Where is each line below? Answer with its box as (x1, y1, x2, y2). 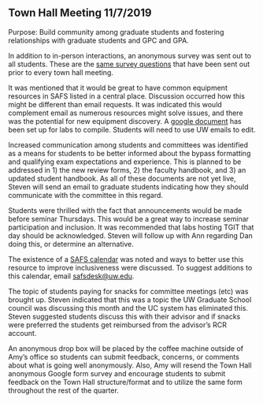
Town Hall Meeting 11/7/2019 (8, 6, 152, 20)
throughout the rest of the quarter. (8, 386, 120, 395)
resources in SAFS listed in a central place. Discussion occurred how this (8, 91, 246, 101)
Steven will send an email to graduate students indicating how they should (8, 181, 250, 192)
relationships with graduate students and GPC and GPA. (8, 35, 189, 45)
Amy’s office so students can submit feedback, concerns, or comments (8, 352, 240, 361)
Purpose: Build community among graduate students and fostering (8, 27, 224, 36)
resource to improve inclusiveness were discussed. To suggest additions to (8, 263, 253, 272)
